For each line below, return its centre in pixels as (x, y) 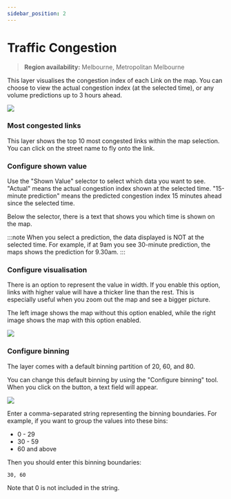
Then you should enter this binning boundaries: (74, 462)
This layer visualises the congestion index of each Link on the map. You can (115, 80)
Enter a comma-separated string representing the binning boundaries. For (112, 413)
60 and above (37, 449)
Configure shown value (47, 166)
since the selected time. (41, 203)
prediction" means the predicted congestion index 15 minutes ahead (125, 196)
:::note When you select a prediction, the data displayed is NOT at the (106, 237)
